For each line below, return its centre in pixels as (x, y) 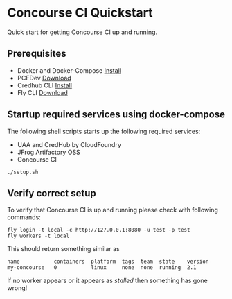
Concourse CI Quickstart (80, 13)
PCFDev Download (44, 78)
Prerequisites (37, 54)
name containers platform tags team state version (108, 262)
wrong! (17, 288)
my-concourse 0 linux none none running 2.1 (102, 268)
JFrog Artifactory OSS (49, 152)
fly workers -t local (38, 236)
